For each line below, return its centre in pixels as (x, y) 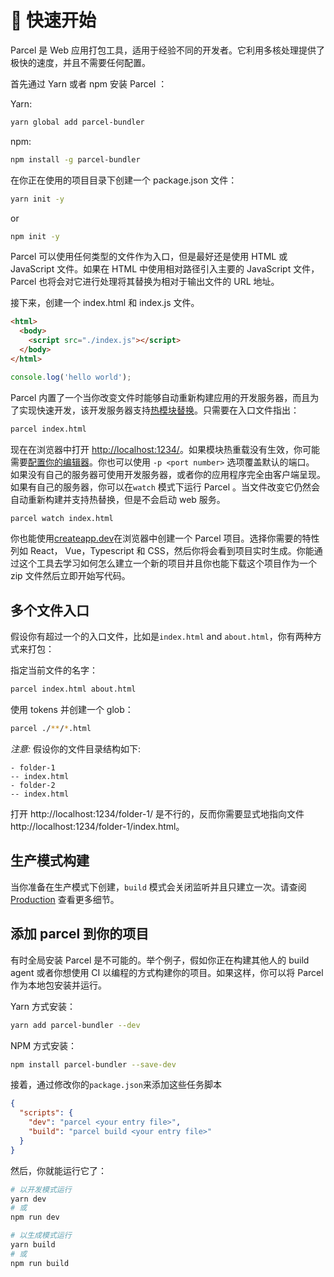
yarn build (33, 1245)
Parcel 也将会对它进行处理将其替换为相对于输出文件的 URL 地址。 (145, 282)
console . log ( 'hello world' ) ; (71, 377)
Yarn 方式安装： (43, 1006)
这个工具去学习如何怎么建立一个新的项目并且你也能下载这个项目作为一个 (167, 563)
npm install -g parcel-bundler (75, 159)
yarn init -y (37, 199)
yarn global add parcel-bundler (77, 122)
